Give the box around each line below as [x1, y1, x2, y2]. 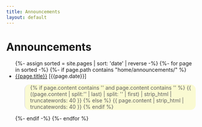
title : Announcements [6, 8, 61, 15]
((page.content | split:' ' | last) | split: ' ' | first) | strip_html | [29, 90, 172, 98]
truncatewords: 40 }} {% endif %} [29, 103, 114, 111]
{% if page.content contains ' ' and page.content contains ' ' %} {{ [29, 84, 191, 92]
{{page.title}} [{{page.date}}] [14, 72, 87, 80]
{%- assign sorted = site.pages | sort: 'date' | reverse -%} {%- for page [14, 60, 192, 67]
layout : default [6, 14, 47, 20]
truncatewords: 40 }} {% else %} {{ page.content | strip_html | [29, 97, 185, 104]
